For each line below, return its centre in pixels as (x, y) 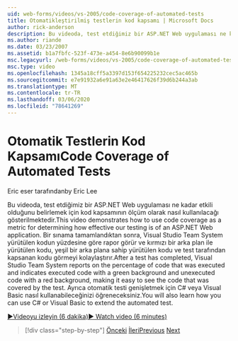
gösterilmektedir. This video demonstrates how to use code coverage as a (114, 220)
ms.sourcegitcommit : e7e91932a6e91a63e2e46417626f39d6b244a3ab (103, 80)
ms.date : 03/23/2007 (38, 47)
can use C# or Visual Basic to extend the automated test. (90, 303)
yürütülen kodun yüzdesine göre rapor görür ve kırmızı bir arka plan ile (110, 242)
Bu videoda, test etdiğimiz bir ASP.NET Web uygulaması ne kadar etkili (110, 205)
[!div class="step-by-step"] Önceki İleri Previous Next (102, 330)
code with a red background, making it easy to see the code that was (108, 280)
